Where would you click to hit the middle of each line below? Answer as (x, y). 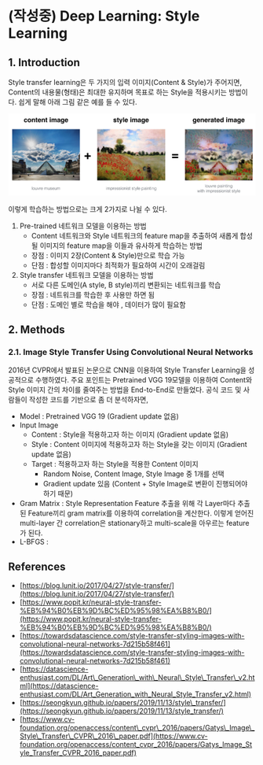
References (37, 566)
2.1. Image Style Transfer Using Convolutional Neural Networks (131, 352)
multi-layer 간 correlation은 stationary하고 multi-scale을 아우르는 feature (134, 523)
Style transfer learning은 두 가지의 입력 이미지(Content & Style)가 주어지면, (125, 82)
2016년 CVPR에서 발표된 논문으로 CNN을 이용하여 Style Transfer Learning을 (128, 370)
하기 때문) (58, 493)
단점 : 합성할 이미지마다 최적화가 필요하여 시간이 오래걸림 (118, 265)
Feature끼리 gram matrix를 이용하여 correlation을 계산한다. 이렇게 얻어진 (141, 513)
